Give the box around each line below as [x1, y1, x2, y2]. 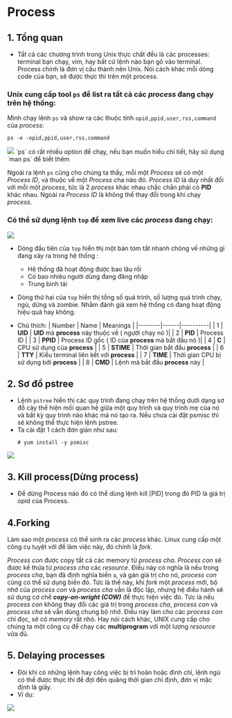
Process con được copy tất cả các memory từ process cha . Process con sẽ [7, 556, 222, 565]
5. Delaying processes [7, 649, 105, 662]
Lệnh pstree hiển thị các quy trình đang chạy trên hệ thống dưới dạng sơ [17, 396, 224, 405]
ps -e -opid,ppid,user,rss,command [7, 134, 110, 142]
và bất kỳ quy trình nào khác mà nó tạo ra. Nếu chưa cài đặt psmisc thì [17, 411, 220, 419]
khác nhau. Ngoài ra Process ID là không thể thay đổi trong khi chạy [7, 191, 202, 199]
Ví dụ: [17, 690, 35, 699]
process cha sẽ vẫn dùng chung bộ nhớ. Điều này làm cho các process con [7, 608, 223, 616]
